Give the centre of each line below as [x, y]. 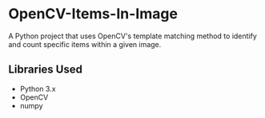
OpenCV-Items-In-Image [93, 14]
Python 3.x [38, 88]
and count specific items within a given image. [85, 44]
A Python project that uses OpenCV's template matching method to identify [133, 36]
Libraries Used [45, 70]
